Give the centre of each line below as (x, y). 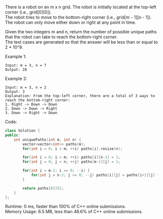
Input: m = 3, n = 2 (26, 88)
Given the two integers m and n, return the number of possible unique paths (81, 32)
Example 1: (16, 57)
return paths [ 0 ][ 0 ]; (43, 188)
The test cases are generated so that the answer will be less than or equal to (81, 42)
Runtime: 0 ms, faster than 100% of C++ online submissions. (65, 206)
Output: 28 (16, 70)
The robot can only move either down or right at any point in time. (71, 22)
